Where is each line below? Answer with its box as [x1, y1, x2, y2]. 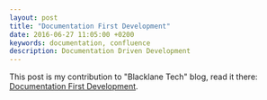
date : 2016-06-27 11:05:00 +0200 [9, 30, 135, 39]
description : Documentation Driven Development [9, 47, 191, 56]
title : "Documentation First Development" [9, 22, 171, 31]
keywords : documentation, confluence [9, 38, 151, 48]
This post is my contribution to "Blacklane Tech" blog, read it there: [9, 71, 258, 82]
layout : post [9, 13, 58, 23]
